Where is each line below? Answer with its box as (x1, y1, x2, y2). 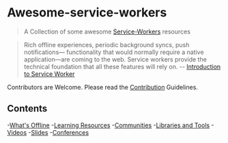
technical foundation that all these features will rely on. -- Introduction (23, 62, 221, 70)
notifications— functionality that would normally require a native (23, 48, 204, 56)
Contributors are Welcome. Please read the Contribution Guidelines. (7, 83, 198, 91)
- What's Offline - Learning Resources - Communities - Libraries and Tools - (7, 121, 214, 129)
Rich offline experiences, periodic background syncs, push (23, 40, 190, 49)
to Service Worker (23, 70, 75, 78)
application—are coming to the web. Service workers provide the (23, 55, 207, 63)
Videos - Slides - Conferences (7, 128, 89, 136)
